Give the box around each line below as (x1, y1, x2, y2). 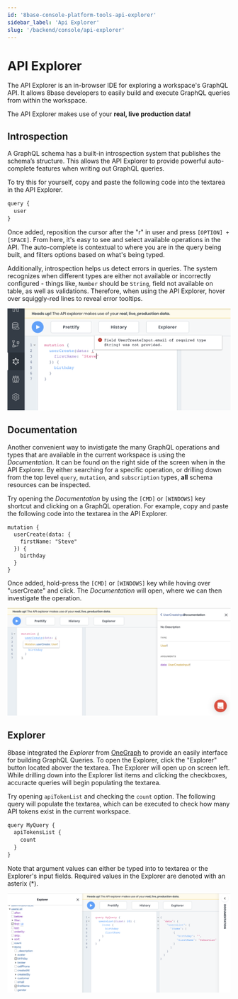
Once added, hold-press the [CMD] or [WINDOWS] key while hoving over (7, 578, 211, 587)
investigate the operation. (7, 593, 82, 602)
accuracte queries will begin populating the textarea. (7, 778, 161, 787)
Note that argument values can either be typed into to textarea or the (7, 864, 208, 872)
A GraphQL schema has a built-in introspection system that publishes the (7, 149, 221, 158)
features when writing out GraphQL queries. (36, 164, 165, 173)
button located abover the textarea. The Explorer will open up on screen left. (7, 763, 230, 772)
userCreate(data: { (13, 531, 72, 538)
